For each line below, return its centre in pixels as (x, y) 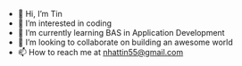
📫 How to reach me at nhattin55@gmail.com (100, 52)
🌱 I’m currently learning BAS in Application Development (121, 33)
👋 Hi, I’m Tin (40, 14)
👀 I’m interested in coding (65, 23)
